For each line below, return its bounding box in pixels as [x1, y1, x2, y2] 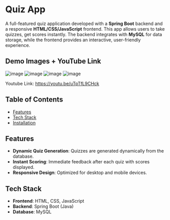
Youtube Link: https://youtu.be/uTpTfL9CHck [5, 80, 99, 86]
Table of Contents [5, 95, 64, 104]
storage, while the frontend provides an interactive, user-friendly [5, 37, 141, 43]
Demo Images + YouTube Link [5, 57, 101, 66]
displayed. [12, 164, 35, 170]
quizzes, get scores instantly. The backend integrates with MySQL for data [5, 31, 162, 37]
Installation [12, 119, 36, 126]
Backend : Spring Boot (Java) [12, 203, 74, 210]
